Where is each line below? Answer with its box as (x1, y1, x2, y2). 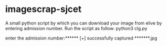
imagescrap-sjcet (5, 3, 82, 15)
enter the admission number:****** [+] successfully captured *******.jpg (5, 35, 157, 41)
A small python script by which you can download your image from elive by (5, 20, 162, 26)
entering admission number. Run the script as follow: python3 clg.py (5, 25, 148, 31)
